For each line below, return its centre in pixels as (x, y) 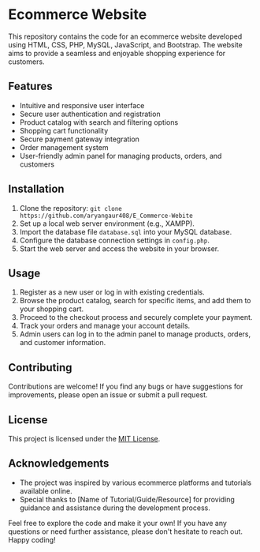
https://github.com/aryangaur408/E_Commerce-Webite (106, 216)
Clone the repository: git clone (71, 208)
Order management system (64, 147)
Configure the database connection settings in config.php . (115, 240)
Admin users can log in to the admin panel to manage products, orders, (135, 334)
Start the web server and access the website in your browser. (119, 248)
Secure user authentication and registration (90, 114)
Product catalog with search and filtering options (99, 122)
